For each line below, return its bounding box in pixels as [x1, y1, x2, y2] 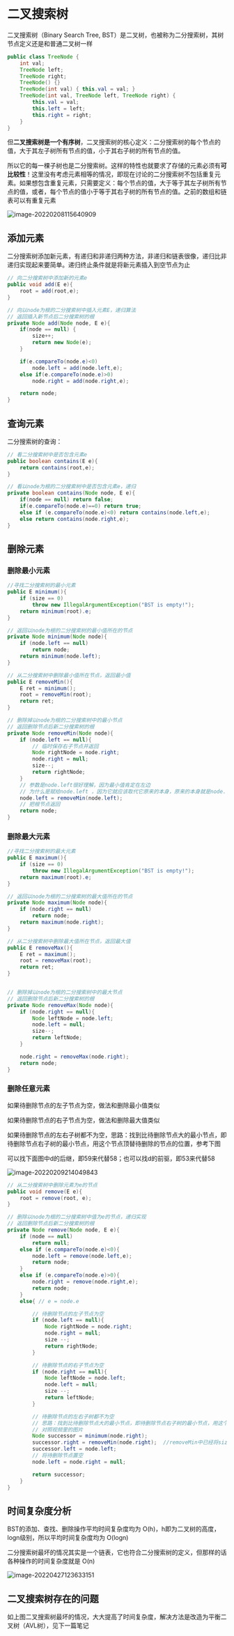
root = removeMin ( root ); [19, 691, 92, 699]
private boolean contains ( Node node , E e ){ [7, 490, 136, 497]
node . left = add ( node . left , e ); [32, 364, 123, 371]
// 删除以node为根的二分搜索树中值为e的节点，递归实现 [7, 1213, 146, 1221]
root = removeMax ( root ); [19, 957, 92, 965]
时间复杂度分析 [7, 1505, 72, 1517]
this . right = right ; [32, 111, 92, 118]
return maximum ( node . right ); [19, 919, 104, 926]
